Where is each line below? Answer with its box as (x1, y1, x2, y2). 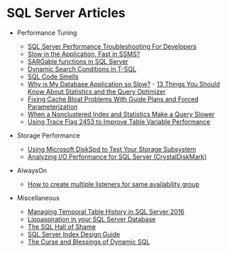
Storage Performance (16, 131, 81, 140)
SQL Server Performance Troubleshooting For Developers (27, 42, 196, 50)
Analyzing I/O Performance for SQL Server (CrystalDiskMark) (27, 152, 207, 161)
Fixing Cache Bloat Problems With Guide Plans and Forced (27, 94, 199, 103)
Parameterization (27, 102, 78, 111)
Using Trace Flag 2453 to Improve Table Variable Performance (27, 117, 211, 125)
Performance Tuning (16, 28, 77, 37)
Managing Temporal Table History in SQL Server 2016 (27, 207, 185, 215)
